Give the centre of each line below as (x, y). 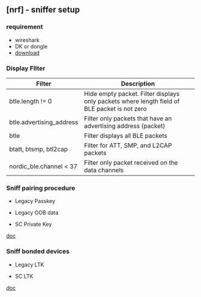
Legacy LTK (29, 264)
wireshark (27, 40)
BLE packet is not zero (115, 108)
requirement (25, 27)
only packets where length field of (132, 101)
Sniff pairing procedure (41, 188)
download (27, 53)
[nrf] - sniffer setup (43, 10)
